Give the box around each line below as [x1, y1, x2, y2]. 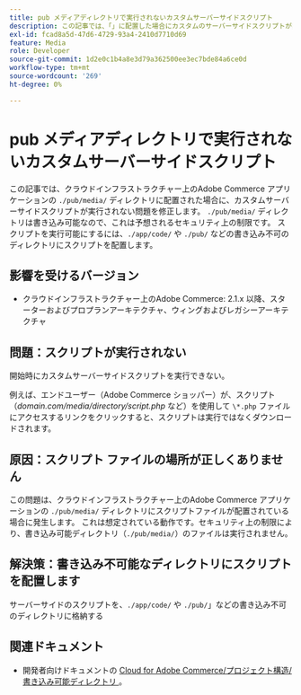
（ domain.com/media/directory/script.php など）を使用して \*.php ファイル [9, 400, 290, 411]
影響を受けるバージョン [9, 268, 139, 283]
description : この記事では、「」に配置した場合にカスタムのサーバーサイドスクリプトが [9, 22, 292, 31]
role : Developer [9, 47, 70, 56]
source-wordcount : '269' [9, 72, 102, 81]
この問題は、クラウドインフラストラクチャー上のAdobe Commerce [9, 495, 258, 505]
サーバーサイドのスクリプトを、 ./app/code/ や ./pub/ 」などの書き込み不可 [9, 599, 288, 610]
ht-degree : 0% [9, 80, 63, 89]
